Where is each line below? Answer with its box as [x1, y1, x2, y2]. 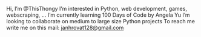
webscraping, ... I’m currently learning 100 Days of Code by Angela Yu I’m [6, 11, 190, 18]
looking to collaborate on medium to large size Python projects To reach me [6, 18, 196, 24]
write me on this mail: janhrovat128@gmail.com [6, 24, 124, 31]
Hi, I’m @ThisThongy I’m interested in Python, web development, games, [6, 5, 188, 12]
